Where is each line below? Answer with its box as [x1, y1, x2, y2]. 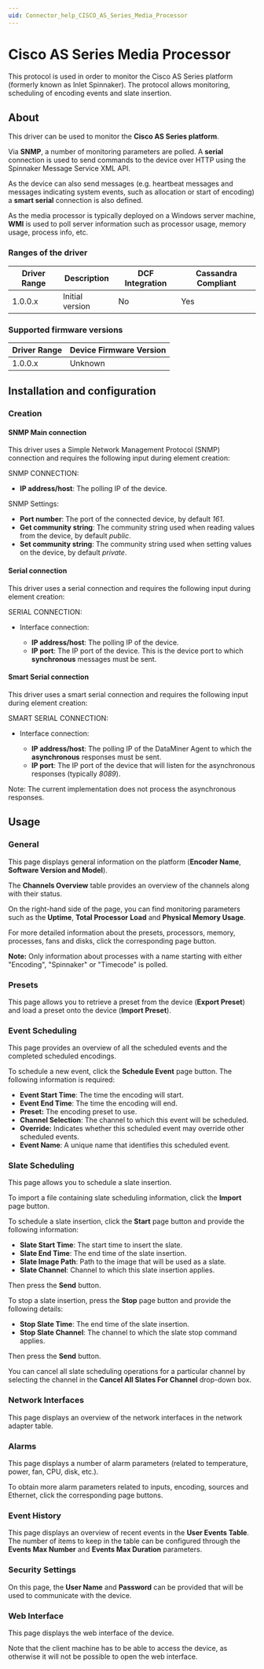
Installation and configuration [8, 385, 156, 398]
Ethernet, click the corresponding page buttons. [8, 1490, 163, 1500]
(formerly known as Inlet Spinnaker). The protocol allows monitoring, [8, 79, 230, 89]
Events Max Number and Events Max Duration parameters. [8, 1545, 203, 1554]
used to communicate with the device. [8, 1590, 132, 1600]
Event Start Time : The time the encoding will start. [19, 1091, 184, 1100]
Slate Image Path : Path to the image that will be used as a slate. [19, 1257, 226, 1267]
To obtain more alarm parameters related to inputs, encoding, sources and [8, 1483, 249, 1492]
